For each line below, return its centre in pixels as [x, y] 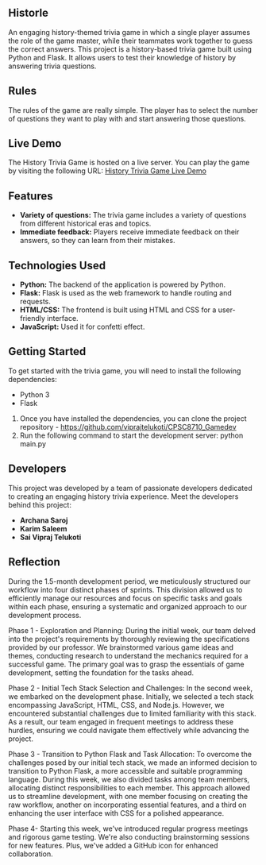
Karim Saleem [43, 528]
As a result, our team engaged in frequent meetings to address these [121, 721]
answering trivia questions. [52, 66]
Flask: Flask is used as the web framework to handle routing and [125, 293]
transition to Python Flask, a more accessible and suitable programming [125, 770]
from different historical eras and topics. [85, 224]
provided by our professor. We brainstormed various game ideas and [121, 647]
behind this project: [40, 504]
